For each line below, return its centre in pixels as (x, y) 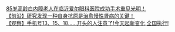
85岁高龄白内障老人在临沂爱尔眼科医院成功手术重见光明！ (76, 8)
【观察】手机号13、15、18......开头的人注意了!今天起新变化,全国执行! (87, 23)
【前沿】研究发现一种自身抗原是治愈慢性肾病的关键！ (70, 16)
